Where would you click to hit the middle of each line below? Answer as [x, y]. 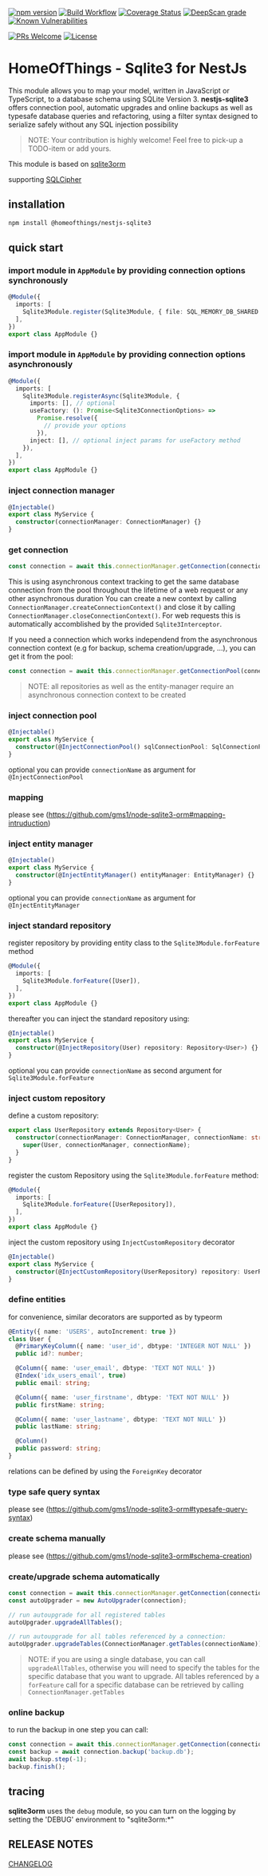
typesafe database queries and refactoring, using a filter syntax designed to [133, 116]
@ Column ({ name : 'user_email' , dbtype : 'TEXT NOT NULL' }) [116, 1368]
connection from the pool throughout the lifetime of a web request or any [128, 590]
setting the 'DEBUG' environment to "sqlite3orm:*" [91, 1819]
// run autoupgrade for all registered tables [87, 1615]
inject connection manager [62, 491]
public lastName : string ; [59, 1427]
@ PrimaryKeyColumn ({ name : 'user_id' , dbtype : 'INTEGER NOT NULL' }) [133, 1346]
